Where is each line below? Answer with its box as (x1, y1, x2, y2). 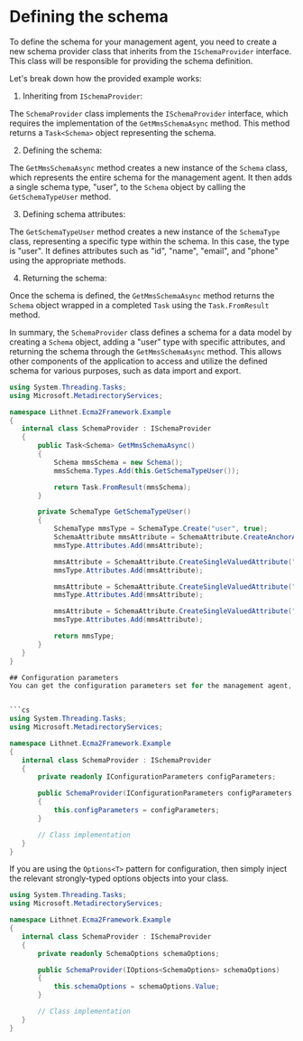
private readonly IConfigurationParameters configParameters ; (37, 772, 277, 781)
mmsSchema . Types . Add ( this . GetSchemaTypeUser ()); (53, 466, 241, 476)
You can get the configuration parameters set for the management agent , (9, 681, 293, 691)
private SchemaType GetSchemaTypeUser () (37, 507, 192, 516)
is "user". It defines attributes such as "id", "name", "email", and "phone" (9, 245, 279, 256)
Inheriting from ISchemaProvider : (22, 90, 143, 101)
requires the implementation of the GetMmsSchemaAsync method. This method (9, 118, 290, 128)
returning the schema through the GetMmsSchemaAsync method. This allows (9, 345, 282, 356)
